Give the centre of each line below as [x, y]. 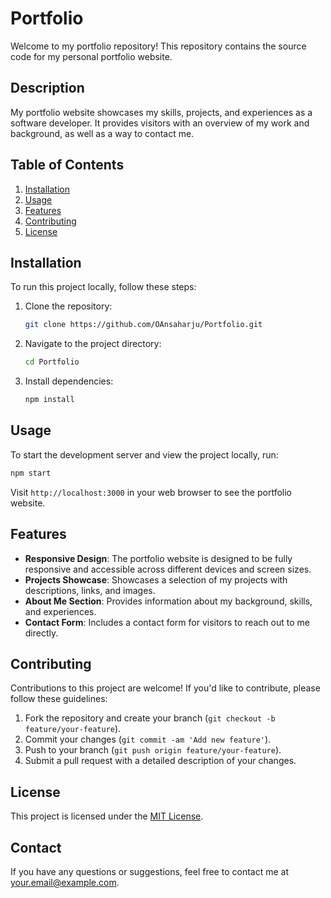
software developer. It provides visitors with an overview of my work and [160, 123]
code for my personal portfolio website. [91, 56]
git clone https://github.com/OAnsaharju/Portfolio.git [143, 325]
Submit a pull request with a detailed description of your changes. [160, 761]
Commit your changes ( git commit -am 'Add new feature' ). [148, 739]
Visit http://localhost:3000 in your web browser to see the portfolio [151, 492]
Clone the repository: [68, 306]
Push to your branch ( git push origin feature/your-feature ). [153, 750]
